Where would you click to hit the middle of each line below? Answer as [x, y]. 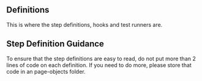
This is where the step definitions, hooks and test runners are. [84, 24]
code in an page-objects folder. [46, 71]
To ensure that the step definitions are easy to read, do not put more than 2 [101, 58]
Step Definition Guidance [55, 44]
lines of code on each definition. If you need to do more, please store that [99, 65]
